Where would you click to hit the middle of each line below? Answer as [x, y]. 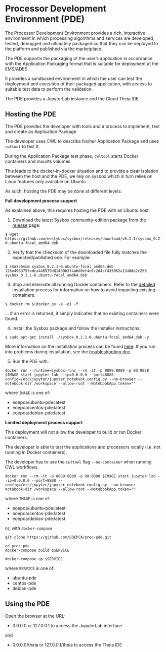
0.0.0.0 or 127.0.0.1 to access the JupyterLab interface [67, 625]
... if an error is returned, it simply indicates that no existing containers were [82, 313]
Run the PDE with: [31, 361]
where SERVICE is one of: [30, 568]
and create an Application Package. [41, 131]
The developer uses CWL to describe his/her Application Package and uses [82, 141]
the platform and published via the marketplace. [54, 49]
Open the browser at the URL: [35, 616]
